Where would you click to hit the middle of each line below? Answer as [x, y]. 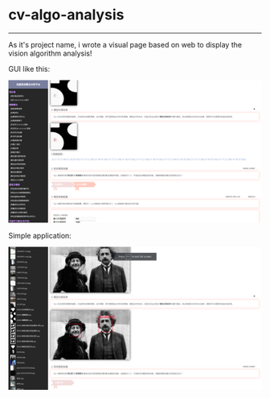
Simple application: [40, 236]
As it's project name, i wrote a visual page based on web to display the [125, 44]
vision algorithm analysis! [50, 53]
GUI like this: [29, 68]
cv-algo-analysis [66, 15]
